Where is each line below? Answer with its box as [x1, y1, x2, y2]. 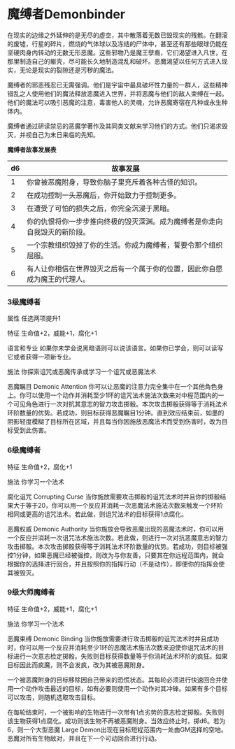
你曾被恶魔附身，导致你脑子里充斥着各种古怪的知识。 [27, 177, 202, 187]
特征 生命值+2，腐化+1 [7, 462, 73, 471]
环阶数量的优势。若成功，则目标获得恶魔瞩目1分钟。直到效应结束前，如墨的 [7, 408, 225, 417]
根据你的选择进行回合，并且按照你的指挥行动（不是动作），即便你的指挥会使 [7, 559, 225, 568]
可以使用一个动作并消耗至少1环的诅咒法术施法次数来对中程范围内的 [25, 391, 218, 399]
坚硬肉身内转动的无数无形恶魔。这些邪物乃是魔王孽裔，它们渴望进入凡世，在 [7, 48, 228, 57]
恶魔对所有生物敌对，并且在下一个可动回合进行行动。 [7, 734, 161, 742]
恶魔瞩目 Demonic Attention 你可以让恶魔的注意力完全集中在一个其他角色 [7, 383, 218, 391]
